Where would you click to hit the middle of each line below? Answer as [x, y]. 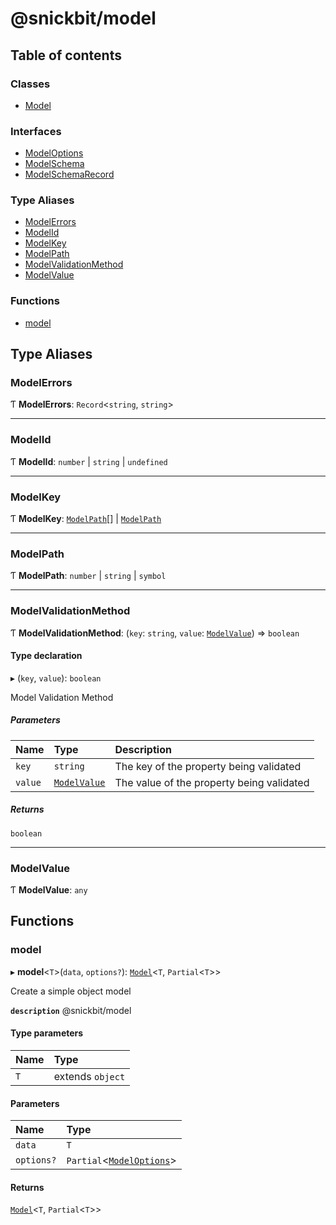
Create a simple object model [71, 991]
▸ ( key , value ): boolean [56, 678]
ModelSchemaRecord [69, 174]
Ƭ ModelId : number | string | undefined [89, 461]
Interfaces [36, 131]
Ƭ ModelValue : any [49, 890]
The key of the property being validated [208, 766]
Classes [30, 84]
